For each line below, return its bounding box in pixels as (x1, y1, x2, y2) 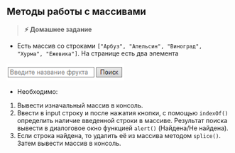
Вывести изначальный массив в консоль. (16, 101, 143, 110)
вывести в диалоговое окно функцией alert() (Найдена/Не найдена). (16, 124, 229, 132)
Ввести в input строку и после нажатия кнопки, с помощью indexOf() (16, 108, 229, 117)
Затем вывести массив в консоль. (16, 139, 121, 147)
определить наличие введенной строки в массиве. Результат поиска (16, 116, 228, 125)
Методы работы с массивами (6, 6, 146, 18)
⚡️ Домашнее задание (23, 25, 92, 33)
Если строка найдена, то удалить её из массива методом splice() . (16, 131, 222, 139)
